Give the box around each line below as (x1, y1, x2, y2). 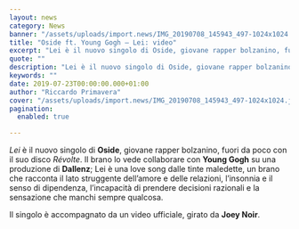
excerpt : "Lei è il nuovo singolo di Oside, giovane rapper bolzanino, (9, 46, 280, 55)
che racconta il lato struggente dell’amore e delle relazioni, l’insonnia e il (9, 173, 273, 184)
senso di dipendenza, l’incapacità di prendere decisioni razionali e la (9, 183, 260, 193)
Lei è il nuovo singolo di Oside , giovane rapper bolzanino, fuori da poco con (9, 144, 287, 156)
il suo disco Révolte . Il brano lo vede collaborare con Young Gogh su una (9, 154, 277, 165)
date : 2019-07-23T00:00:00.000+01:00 (9, 79, 149, 88)
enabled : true (17, 112, 69, 121)
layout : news (9, 12, 58, 22)
